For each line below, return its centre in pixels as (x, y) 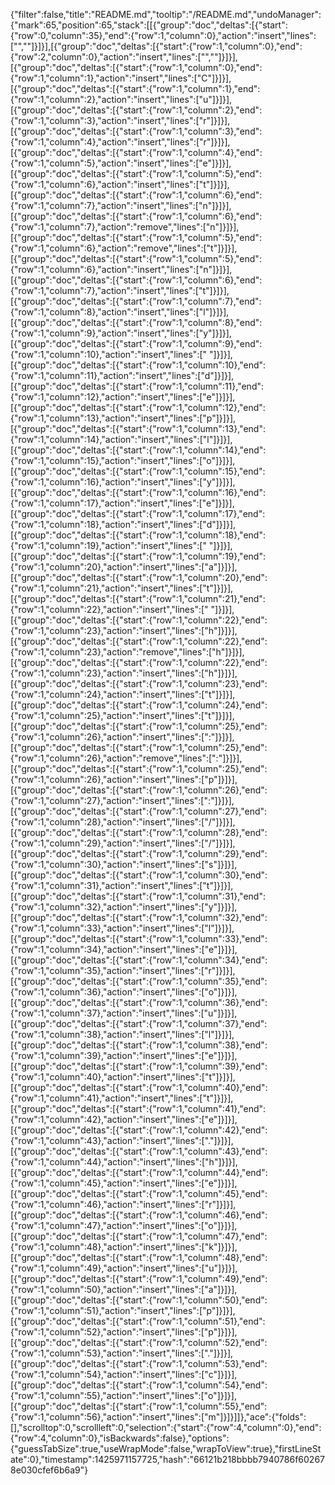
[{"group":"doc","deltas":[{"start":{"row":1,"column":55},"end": (139, 1406)
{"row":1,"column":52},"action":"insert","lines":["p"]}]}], (124, 1332)
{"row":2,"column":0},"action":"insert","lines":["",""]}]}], (124, 57)
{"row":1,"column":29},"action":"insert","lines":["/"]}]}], (123, 843)
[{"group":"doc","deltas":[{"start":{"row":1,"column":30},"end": (139, 875)
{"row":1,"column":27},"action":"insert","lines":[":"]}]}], (122, 800)
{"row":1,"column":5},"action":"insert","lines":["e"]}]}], (121, 163)
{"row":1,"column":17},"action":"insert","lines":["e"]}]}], (122, 503)
